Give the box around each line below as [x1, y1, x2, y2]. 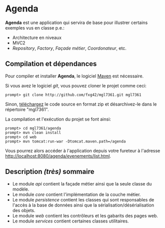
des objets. [12, 207, 36, 213]
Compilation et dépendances [5, 59, 97, 68]
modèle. [12, 186, 29, 192]
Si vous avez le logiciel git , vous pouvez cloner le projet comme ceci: [5, 82, 147, 88]
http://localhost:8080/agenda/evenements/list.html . [5, 153, 111, 159]
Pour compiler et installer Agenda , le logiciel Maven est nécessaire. [5, 73, 144, 79]
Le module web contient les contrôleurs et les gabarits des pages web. [12, 212, 158, 218]
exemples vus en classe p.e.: [5, 24, 65, 30]
